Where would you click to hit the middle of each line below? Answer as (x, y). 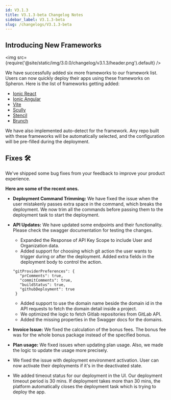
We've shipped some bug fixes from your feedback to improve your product (85, 173)
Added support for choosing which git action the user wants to (86, 251)
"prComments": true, (42, 276)
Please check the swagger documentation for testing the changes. (83, 230)
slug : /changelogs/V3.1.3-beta (39, 24)
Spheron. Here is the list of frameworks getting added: (63, 84)
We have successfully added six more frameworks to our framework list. (81, 73)
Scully (19, 110)
